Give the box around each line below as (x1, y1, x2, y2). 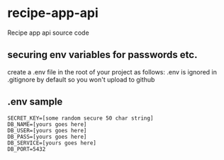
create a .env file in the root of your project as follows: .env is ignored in (7, 67, 218, 76)
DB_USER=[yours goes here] (7, 127, 87, 134)
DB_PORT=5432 (7, 145, 46, 153)
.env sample (7, 96, 63, 108)
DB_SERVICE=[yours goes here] (7, 139, 97, 147)
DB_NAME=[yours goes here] (7, 120, 87, 128)
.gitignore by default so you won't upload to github (7, 75, 155, 84)
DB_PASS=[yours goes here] (7, 133, 87, 140)
